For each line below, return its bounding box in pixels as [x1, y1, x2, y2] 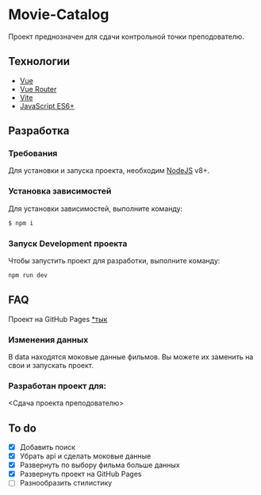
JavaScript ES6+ [19, 101, 75, 110]
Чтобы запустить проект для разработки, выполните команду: [8, 255, 221, 265]
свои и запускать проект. [8, 360, 94, 370]
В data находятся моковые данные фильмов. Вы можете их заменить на [8, 351, 254, 362]
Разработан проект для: [8, 380, 107, 391]
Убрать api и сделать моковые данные [19, 451, 152, 461]
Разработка [8, 125, 70, 138]
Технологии [8, 55, 70, 68]
